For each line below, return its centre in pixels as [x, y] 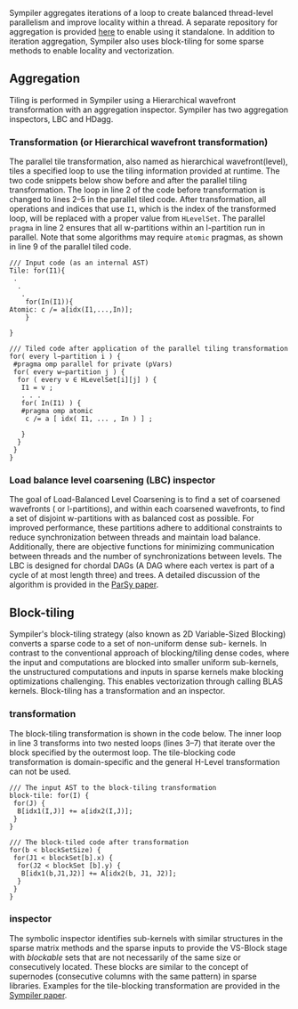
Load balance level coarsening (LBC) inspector [113, 480]
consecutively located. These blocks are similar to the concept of [129, 966]
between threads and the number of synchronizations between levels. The [146, 557]
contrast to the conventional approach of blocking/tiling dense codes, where [149, 653]
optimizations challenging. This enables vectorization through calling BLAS [146, 681]
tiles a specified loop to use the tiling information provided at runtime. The [145, 171]
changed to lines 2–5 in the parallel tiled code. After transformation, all [138, 199]
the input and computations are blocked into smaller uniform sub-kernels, [144, 663]
